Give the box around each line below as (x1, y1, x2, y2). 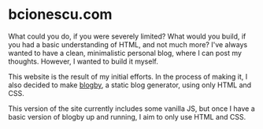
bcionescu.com (8, 6, 113, 24)
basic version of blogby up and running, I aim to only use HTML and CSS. (8, 112, 246, 121)
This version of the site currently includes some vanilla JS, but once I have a (8, 104, 256, 113)
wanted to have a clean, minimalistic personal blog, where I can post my (8, 48, 243, 57)
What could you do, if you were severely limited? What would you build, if (8, 31, 246, 41)
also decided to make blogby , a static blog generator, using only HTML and (8, 80, 252, 90)
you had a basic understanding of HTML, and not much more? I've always (8, 39, 248, 49)
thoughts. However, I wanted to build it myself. (8, 57, 159, 66)
